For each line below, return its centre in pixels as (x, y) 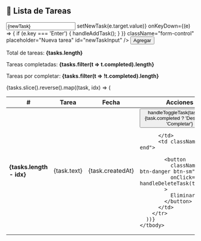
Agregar (142, 40)
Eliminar (183, 195)
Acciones (180, 102)
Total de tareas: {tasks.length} (45, 53)
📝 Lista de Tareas (39, 11)
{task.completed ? (164, 118)
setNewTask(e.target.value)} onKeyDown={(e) (134, 26)
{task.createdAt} (111, 171)
